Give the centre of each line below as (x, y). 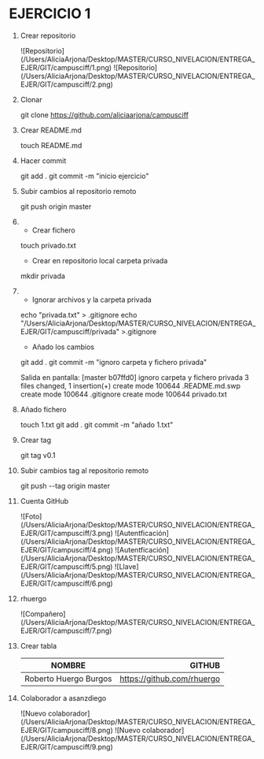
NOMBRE (68, 665)
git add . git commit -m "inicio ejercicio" (84, 176)
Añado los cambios (63, 347)
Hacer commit (43, 160)
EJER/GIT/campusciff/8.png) (66, 730)
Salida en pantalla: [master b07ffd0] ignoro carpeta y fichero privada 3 (135, 377)
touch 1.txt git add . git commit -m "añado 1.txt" (97, 424)
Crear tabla (38, 646)
